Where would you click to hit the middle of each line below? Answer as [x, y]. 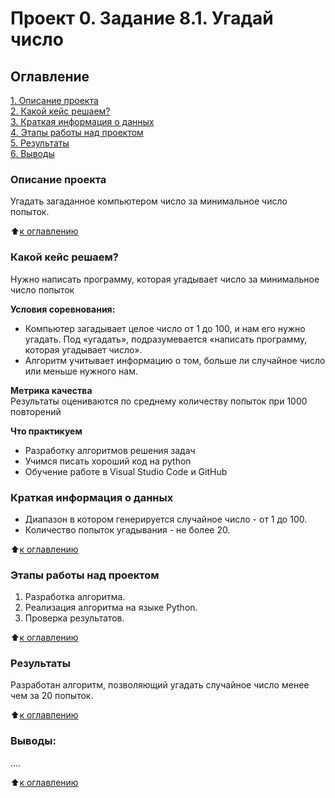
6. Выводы [32, 153]
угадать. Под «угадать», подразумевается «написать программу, [166, 339]
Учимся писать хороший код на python [108, 461]
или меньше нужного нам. [81, 371]
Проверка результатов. [74, 618]
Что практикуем [46, 431]
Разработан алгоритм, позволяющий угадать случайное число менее [160, 685]
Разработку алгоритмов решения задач [110, 450]
